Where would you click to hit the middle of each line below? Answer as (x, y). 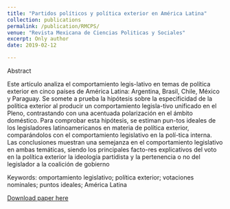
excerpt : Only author (38, 39)
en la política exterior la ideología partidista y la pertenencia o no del (104, 157)
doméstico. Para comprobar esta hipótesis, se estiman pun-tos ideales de (112, 120)
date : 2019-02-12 (32, 45)
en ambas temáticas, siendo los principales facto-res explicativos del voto (112, 149)
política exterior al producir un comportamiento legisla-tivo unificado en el (112, 106)
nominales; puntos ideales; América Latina (67, 185)
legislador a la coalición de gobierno (58, 164)
